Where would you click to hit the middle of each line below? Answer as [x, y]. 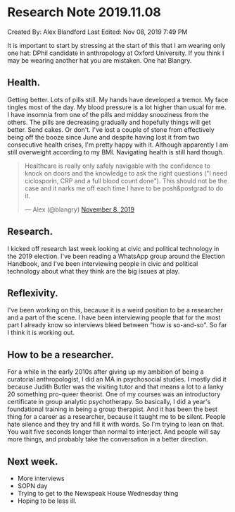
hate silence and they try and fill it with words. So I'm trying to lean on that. [116, 425]
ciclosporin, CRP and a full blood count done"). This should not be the [126, 181]
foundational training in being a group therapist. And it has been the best [113, 409]
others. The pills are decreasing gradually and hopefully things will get [109, 122]
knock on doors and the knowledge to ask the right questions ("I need [126, 173]
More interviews [41, 478]
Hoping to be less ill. [47, 501]
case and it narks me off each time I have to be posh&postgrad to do [124, 188]
